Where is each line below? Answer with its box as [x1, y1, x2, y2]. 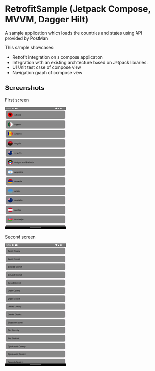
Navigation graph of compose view [12, 69, 83, 75]
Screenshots [5, 84, 45, 92]
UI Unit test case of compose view [12, 65, 81, 70]
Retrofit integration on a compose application [12, 54, 103, 60]
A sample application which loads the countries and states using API [5, 30, 143, 36]
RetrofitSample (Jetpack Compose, [5, 3, 151, 15]
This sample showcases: [5, 44, 55, 50]
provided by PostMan [5, 35, 48, 41]
